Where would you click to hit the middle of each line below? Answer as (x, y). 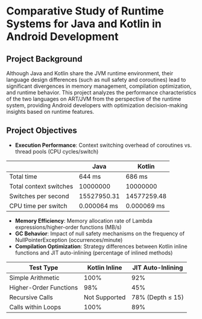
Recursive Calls (31, 297)
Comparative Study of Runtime (85, 11)
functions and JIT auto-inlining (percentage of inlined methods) (94, 252)
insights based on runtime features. (50, 112)
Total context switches (41, 186)
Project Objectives (42, 131)
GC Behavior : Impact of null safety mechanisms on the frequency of (100, 234)
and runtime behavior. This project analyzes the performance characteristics (101, 92)
